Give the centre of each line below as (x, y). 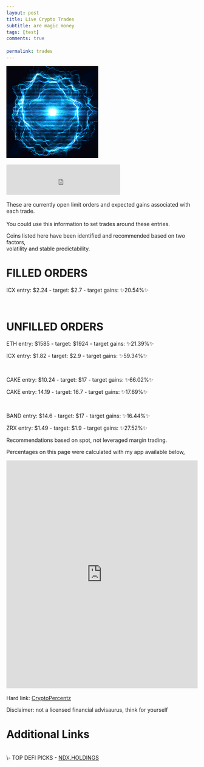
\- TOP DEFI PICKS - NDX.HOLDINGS (53, 757)
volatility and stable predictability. (48, 249)
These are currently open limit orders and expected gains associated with (98, 204)
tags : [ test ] (23, 32)
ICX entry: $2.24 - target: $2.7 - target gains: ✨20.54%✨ (77, 290)
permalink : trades (29, 52)
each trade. (21, 211)
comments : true (25, 39)
